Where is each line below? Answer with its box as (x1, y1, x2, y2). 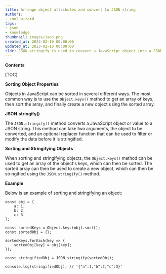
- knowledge (5, 30, 30, 35)
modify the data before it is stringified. (5, 136, 83, 142)
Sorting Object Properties (5, 81, 59, 87)
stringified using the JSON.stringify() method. (5, 171, 100, 176)
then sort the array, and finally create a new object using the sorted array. (5, 101, 155, 107)
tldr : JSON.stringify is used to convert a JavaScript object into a (5, 48, 152, 53)
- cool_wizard (5, 16, 35, 21)
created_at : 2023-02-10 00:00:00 (5, 39, 74, 44)
